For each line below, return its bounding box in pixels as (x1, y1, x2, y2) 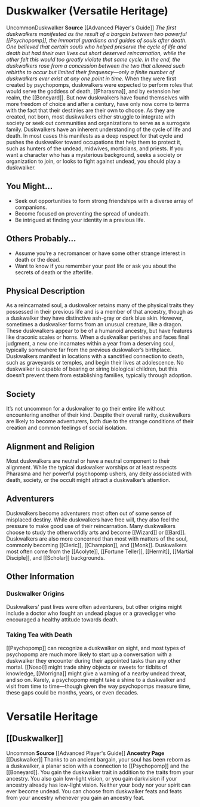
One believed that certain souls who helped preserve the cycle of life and (6, 43, 187, 50)
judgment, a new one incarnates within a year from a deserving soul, (6, 340, 175, 347)
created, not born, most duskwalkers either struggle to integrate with (6, 113, 176, 120)
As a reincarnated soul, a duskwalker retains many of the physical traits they (6, 302, 194, 309)
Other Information (6, 572, 75, 582)
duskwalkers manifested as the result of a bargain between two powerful (6, 30, 187, 37)
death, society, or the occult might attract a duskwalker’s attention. (6, 477, 171, 483)
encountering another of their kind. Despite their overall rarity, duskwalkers (6, 411, 191, 418)
